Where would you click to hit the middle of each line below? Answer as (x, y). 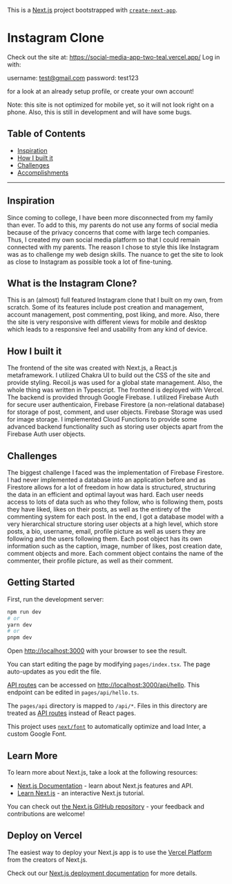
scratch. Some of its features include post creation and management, (106, 307)
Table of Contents (47, 134)
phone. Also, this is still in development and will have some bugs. (99, 112)
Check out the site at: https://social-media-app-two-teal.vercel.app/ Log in (114, 57)
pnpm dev (20, 638)
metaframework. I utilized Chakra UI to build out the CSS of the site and (109, 375)
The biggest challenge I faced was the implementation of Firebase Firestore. (116, 472)
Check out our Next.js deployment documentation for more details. (102, 873)
